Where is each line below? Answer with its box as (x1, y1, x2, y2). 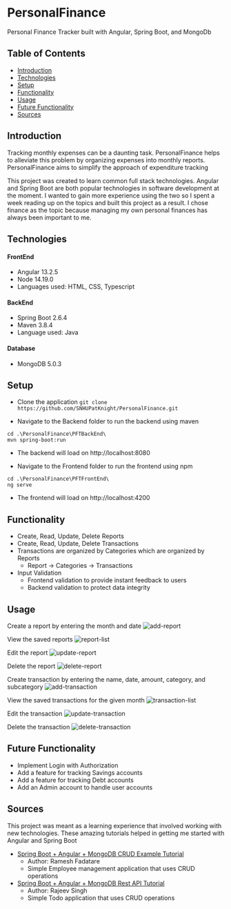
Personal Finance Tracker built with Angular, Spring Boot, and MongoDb (7, 28, 212, 36)
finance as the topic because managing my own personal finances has (7, 206, 208, 214)
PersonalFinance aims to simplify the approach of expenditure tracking (7, 163, 208, 171)
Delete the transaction (7, 723, 70, 731)
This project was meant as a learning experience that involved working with (7, 821, 222, 830)
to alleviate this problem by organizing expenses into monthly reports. (7, 155, 205, 164)
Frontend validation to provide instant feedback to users (27, 576, 187, 584)
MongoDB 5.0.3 (17, 359, 62, 367)
